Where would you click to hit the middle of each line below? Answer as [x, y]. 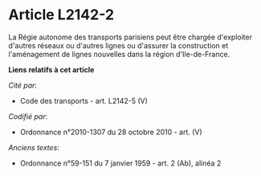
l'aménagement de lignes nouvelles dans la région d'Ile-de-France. [119, 54]
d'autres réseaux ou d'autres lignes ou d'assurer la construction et [118, 45]
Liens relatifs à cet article [51, 69]
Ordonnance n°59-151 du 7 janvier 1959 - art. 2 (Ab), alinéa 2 [120, 163]
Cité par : [23, 85]
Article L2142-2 [61, 15]
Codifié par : [28, 116]
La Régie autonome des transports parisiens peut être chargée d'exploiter [130, 37]
